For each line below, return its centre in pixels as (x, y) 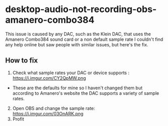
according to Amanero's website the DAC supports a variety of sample (86, 93)
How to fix (21, 61)
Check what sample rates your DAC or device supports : (71, 73)
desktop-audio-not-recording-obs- (81, 9)
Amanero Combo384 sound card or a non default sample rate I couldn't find (84, 39)
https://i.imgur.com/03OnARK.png (48, 113)
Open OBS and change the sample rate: (54, 108)
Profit (18, 119)
